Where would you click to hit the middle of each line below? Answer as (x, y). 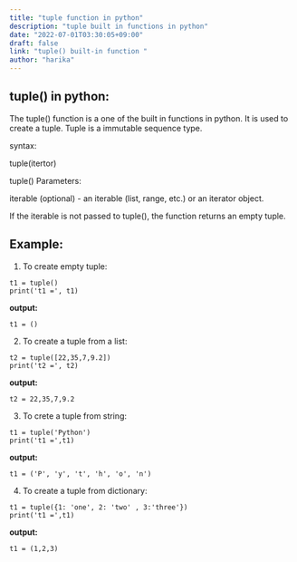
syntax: (23, 145)
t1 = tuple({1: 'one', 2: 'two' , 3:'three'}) (99, 507)
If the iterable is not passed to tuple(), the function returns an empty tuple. (148, 216)
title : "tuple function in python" (77, 18)
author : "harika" (42, 60)
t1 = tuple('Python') (50, 432)
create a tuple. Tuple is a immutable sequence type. (106, 128)
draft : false (34, 43)
